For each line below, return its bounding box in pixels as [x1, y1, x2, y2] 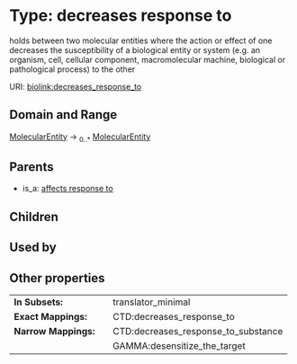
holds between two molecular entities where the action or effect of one [9, 35, 273, 46]
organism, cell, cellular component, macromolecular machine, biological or [9, 54, 286, 65]
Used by [9, 240, 57, 255]
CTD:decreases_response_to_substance [112, 324, 283, 337]
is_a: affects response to [22, 183, 114, 194]
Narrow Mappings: [13, 324, 95, 337]
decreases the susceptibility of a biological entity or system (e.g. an [9, 44, 261, 55]
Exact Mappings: [13, 310, 87, 323]
